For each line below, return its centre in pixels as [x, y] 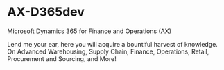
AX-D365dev [46, 12]
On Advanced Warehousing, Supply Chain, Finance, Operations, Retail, [108, 51]
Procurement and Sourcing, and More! [62, 58]
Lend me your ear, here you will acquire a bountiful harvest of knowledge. [113, 44]
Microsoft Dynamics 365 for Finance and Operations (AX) [89, 31]
